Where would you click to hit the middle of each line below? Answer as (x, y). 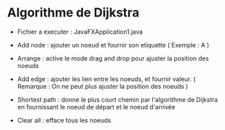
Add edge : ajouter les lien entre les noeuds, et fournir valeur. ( (106, 79)
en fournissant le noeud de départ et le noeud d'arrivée (96, 107)
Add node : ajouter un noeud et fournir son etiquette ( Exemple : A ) (113, 45)
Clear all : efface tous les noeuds (64, 120)
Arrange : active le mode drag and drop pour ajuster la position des (113, 58)
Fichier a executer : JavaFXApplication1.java (80, 32)
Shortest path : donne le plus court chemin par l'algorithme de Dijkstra (117, 99)
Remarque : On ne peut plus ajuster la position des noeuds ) (102, 86)
